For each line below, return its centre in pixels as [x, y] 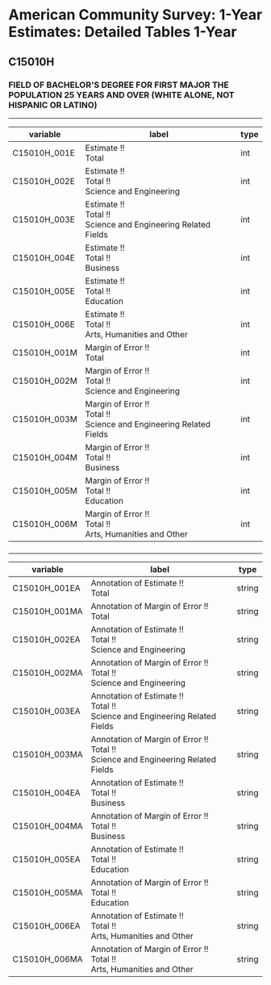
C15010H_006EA [46, 925]
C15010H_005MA [48, 892]
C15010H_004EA [46, 792]
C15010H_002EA [46, 639]
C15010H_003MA [48, 754]
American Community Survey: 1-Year [135, 15]
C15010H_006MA [48, 959]
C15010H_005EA [46, 859]
